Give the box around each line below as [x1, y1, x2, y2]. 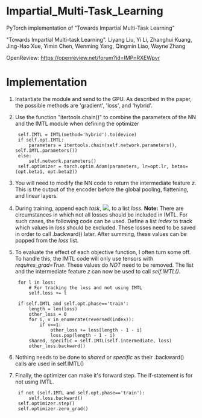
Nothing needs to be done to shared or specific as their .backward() [14, 353, 185, 361]
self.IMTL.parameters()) [14, 147, 78, 154]
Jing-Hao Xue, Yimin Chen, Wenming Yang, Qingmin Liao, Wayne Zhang [6, 42, 186, 50]
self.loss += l [28, 290, 67, 296]
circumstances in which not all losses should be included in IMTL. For [14, 211, 188, 218]
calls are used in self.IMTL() [14, 360, 84, 367]
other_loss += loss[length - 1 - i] [50, 327, 143, 333]
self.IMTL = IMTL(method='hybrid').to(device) [17, 131, 137, 137]
